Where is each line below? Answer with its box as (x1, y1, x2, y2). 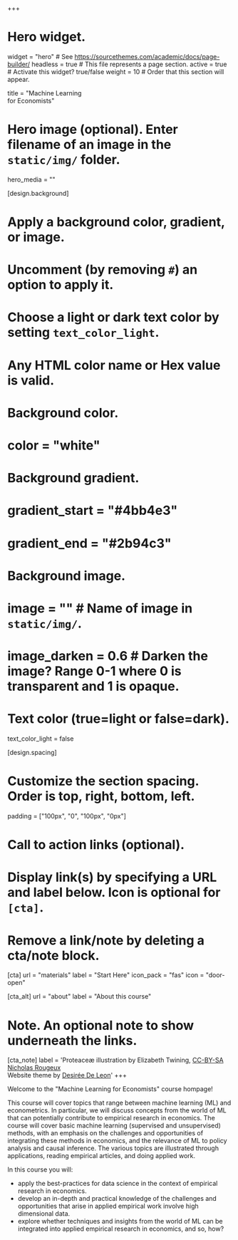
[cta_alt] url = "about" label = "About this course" (7, 992, 152, 1001)
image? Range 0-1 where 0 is (7, 663, 182, 679)
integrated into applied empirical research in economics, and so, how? (17, 1224, 224, 1233)
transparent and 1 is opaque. (7, 678, 180, 694)
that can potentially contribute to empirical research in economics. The (7, 1114, 215, 1122)
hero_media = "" (7, 175, 56, 184)
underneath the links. (7, 1032, 138, 1048)
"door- (205, 971, 226, 979)
